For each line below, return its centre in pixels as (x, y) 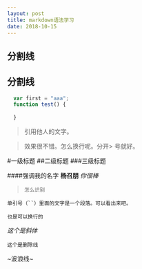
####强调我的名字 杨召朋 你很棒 (53, 176)
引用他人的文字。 (48, 131)
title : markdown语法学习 (41, 20)
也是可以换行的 (25, 217)
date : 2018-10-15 (32, 26)
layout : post (26, 13)
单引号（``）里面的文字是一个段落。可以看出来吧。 (69, 204)
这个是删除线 (23, 245)
